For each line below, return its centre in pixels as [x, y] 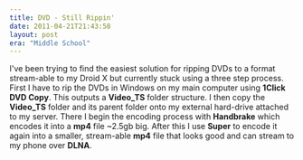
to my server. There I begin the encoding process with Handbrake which [145, 117]
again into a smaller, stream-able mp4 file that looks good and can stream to [152, 136]
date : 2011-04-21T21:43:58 [60, 26]
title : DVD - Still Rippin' [62, 18]
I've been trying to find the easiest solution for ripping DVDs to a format [142, 69]
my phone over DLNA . [51, 146]
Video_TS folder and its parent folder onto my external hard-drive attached [149, 107]
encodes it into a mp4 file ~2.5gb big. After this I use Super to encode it [143, 127]
